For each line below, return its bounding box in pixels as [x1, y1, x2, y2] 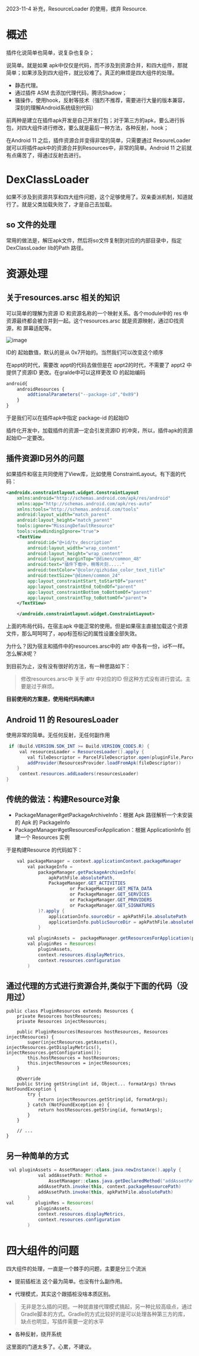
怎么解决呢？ [6, 650, 37, 657]
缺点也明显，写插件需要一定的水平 [20, 1317, 104, 1325]
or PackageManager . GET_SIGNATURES [69, 902, 155, 909]
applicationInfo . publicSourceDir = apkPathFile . [48, 919, 171, 925]
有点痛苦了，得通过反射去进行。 [6, 151, 84, 159]
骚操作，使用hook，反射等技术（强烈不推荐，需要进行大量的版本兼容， [14, 96, 188, 104]
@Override [17, 1076, 41, 1082]
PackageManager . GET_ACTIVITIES [48, 880, 126, 887]
